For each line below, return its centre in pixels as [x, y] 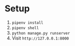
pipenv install [28, 23]
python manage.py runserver [41, 33]
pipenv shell [25, 28]
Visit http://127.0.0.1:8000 [40, 38]
